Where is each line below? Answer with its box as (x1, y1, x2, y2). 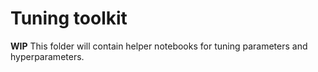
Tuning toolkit (10, 7, 128, 30)
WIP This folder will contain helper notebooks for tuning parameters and (10, 40, 308, 52)
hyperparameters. (10, 50, 85, 62)
